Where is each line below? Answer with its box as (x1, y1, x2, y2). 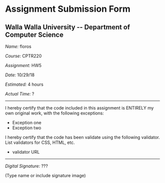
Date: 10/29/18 (5, 72, 35, 78)
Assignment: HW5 (5, 63, 42, 68)
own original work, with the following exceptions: (5, 110, 104, 116)
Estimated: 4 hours (5, 82, 44, 87)
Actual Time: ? (5, 91, 34, 96)
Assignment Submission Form (5, 3, 131, 15)
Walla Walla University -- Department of (5, 23, 130, 31)
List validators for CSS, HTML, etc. (5, 139, 75, 145)
